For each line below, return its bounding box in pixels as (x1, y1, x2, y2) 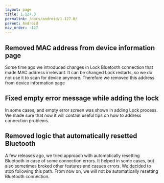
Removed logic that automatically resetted (5, 132, 138, 140)
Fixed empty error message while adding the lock (5, 94, 159, 103)
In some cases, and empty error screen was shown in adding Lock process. (5, 107, 158, 113)
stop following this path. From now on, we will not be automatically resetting (5, 168, 158, 174)
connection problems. (5, 117, 49, 123)
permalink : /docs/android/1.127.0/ (5, 16, 78, 21)
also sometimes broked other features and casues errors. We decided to (5, 163, 151, 169)
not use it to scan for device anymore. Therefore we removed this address (5, 75, 155, 80)
